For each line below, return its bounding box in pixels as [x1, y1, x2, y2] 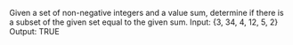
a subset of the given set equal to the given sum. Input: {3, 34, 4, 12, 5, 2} [9, 17, 279, 27]
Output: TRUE [9, 26, 60, 36]
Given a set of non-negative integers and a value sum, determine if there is [9, 8, 284, 18]
